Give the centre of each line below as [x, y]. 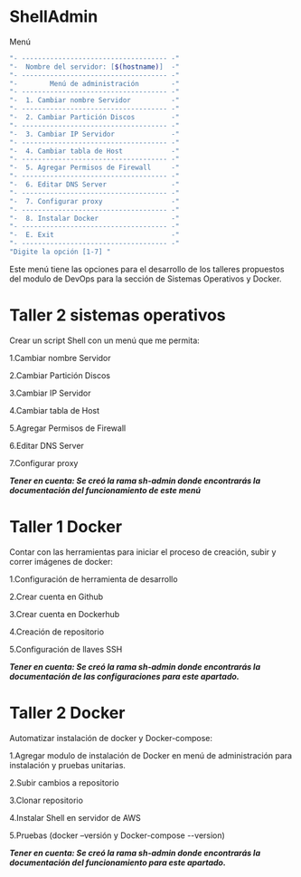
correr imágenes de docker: [61, 561]
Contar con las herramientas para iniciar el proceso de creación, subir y [143, 552]
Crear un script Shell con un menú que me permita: [105, 340]
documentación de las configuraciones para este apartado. [124, 676]
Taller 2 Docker [67, 713]
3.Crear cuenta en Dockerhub [65, 614]
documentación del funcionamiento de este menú [105, 490]
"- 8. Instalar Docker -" [94, 218]
